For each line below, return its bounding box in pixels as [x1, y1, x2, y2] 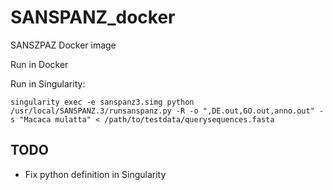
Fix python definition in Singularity [24, 168, 167, 180]
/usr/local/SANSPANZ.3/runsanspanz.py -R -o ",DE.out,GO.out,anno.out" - [10, 106, 325, 116]
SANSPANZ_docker [10, 6, 176, 29]
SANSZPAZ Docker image [10, 39, 117, 51]
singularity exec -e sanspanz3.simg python [10, 97, 195, 107]
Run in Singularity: [10, 77, 86, 90]
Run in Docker [10, 58, 69, 70]
